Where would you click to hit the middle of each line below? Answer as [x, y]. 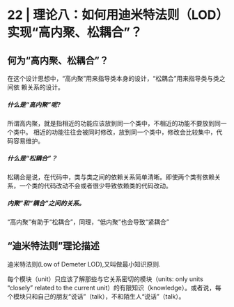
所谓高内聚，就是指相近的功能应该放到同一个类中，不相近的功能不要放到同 [114, 123]
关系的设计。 [45, 87]
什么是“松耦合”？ [32, 158]
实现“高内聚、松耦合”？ [75, 32]
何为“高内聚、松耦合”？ [58, 60]
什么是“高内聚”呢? [34, 104]
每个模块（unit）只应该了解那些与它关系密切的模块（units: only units [105, 279]
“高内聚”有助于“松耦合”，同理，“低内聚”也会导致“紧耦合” [88, 222]
